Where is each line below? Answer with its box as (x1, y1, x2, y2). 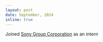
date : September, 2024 (5, 12, 54, 17)
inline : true (5, 17, 33, 22)
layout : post (5, 7, 33, 13)
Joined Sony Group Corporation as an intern (5, 31, 98, 37)
